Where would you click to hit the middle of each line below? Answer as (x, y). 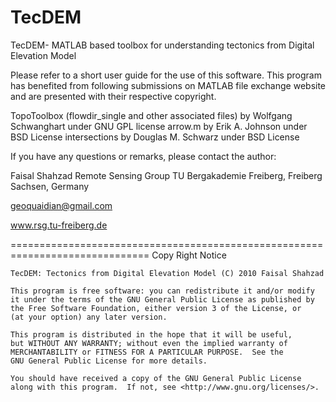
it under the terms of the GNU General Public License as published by (162, 299)
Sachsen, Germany (50, 186)
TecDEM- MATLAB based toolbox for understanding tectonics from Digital (162, 45)
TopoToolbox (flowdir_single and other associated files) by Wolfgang (151, 115)
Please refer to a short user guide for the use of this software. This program (166, 75)
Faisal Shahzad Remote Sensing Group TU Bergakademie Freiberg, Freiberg (166, 175)
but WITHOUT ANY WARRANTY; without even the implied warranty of (149, 343)
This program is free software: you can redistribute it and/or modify (162, 291)
